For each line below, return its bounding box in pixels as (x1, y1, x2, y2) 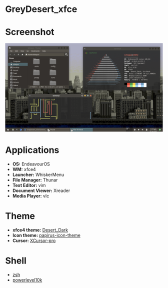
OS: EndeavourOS (12, 161, 50, 167)
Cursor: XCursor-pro (12, 237, 56, 243)
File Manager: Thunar (12, 177, 58, 183)
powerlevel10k (12, 276, 42, 283)
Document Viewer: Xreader (12, 187, 70, 193)
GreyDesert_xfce (5, 3, 77, 15)
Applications (5, 144, 59, 156)
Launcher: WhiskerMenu (12, 171, 64, 178)
